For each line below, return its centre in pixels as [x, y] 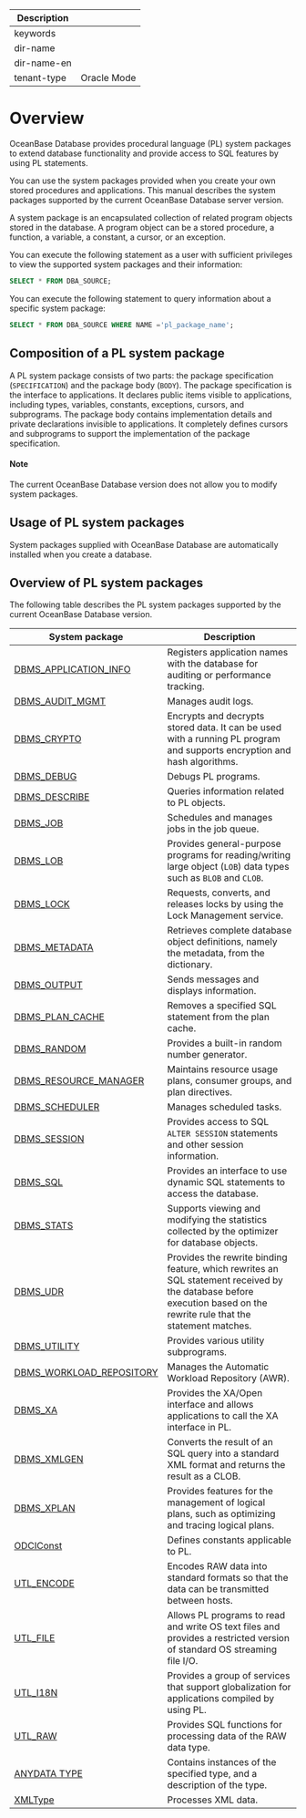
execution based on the [217, 1303]
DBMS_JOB [39, 823]
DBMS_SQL [39, 1183]
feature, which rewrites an [223, 1269]
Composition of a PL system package [117, 353]
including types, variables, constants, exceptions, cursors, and [127, 404]
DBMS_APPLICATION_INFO [72, 669]
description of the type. [217, 1785]
